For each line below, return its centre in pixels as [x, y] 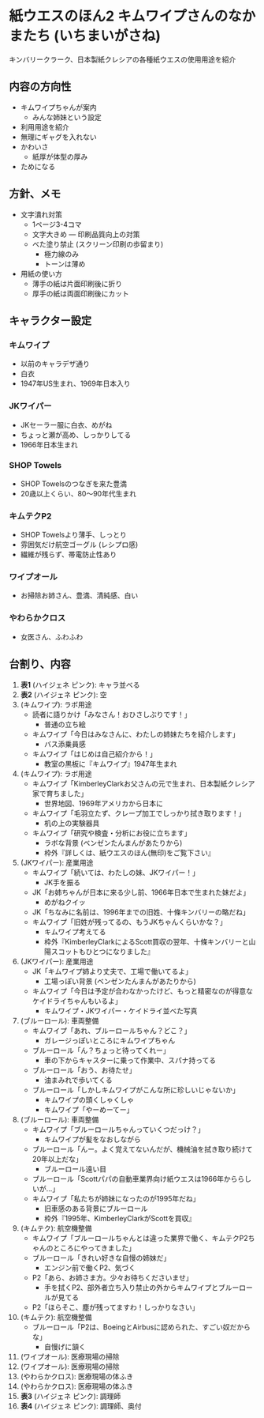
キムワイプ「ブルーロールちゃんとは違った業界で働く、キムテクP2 [140, 1238]
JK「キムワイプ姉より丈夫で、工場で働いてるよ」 [112, 971]
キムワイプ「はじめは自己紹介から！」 [94, 754]
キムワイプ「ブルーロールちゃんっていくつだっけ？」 [118, 1129]
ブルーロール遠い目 [75, 1169]
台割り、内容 [40, 664]
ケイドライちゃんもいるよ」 [77, 1001]
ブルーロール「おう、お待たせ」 [84, 1070]
